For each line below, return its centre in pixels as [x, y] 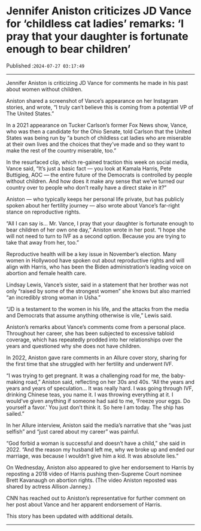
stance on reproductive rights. [43, 212]
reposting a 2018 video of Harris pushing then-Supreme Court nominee [94, 474]
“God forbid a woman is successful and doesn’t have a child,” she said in [96, 443]
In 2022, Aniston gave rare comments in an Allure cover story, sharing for [97, 358]
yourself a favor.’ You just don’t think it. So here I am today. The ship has [95, 407]
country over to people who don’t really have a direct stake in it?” [86, 187]
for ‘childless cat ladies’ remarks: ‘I [95, 24]
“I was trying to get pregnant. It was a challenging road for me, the [88, 376]
